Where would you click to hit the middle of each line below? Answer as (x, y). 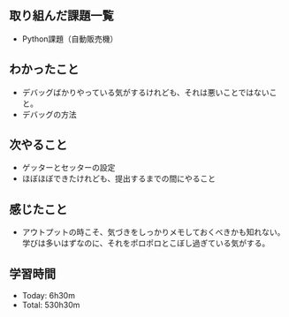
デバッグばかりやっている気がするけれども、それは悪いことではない (145, 92)
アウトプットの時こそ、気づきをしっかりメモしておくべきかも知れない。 (153, 232)
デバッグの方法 (49, 114)
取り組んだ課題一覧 (61, 16)
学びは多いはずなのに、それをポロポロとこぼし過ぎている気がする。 (146, 243)
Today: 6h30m (48, 296)
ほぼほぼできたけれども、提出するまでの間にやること (119, 178)
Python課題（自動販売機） (70, 39)
